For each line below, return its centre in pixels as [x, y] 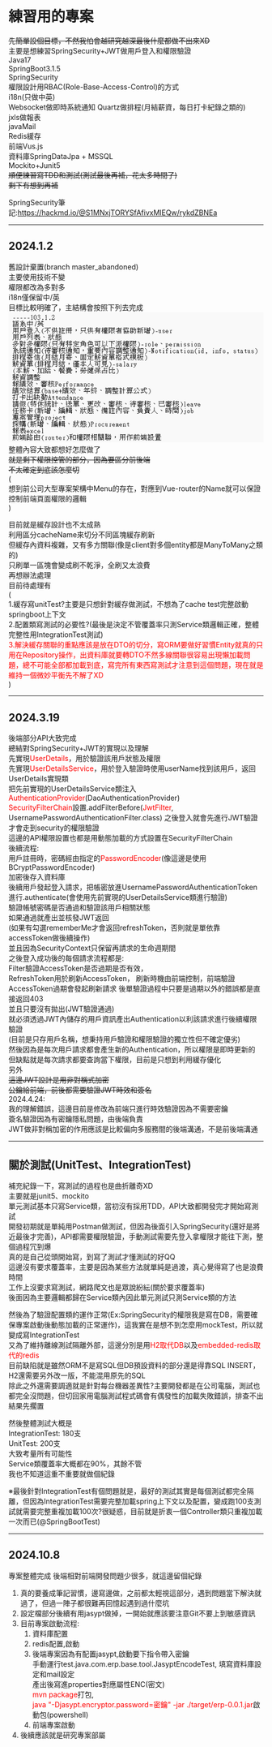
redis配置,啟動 [56, 1643]
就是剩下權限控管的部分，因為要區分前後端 [79, 460]
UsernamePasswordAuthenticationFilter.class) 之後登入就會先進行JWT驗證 [133, 818]
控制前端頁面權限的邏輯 [47, 499]
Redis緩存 [25, 136]
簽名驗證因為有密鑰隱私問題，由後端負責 [76, 1119]
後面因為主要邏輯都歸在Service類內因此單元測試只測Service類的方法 [123, 1297]
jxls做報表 [25, 117]
